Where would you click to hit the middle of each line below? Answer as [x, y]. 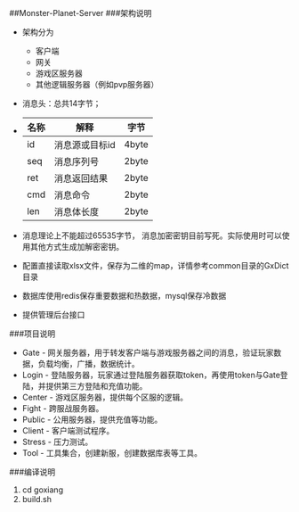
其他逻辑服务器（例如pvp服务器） [97, 84]
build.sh [36, 499]
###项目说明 [32, 334]
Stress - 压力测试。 [57, 442]
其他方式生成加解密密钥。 [77, 247]
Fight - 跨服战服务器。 [63, 408]
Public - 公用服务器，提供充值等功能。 [92, 419]
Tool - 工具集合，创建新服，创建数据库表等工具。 [112, 453]
